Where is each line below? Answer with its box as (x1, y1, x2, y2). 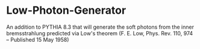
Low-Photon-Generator (6, 4, 127, 17)
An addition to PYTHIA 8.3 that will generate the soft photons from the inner (6, 23, 195, 30)
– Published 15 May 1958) (6, 36, 69, 43)
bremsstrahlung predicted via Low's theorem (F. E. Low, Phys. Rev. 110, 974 (6, 29, 193, 36)
